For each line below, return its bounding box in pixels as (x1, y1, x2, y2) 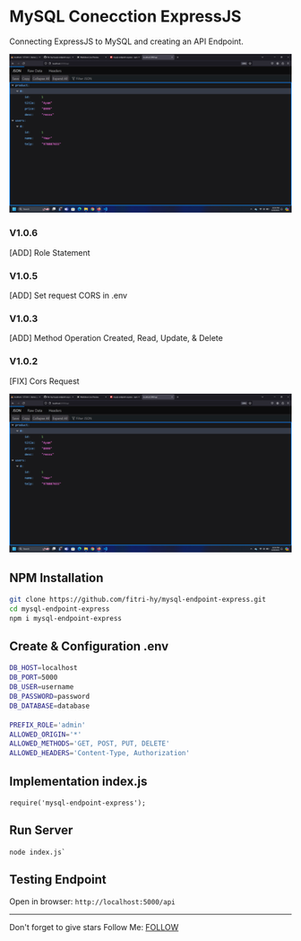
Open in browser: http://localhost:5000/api (9, 895, 176, 907)
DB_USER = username (9, 683, 74, 692)
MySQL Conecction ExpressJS (9, 6, 242, 27)
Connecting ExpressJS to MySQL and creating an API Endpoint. (9, 36, 244, 47)
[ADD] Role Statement (9, 247, 91, 257)
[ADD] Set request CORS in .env (9, 290, 128, 301)
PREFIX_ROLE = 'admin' (9, 720, 87, 729)
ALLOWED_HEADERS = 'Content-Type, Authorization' (9, 749, 191, 758)
